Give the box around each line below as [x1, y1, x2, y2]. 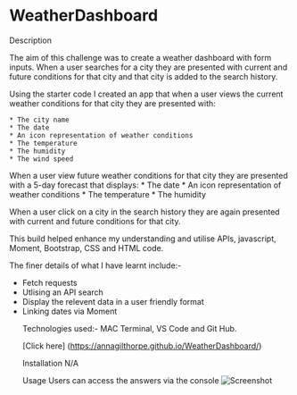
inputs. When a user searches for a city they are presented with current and [9, 62, 288, 72]
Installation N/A [21, 357, 78, 368]
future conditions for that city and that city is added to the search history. [9, 71, 278, 81]
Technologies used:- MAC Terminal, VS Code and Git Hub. [21, 323, 237, 333]
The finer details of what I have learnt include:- [9, 260, 182, 271]
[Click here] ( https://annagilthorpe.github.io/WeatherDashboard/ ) [21, 340, 262, 351]
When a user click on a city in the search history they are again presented [9, 206, 280, 217]
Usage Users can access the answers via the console [21, 374, 220, 385]
